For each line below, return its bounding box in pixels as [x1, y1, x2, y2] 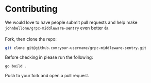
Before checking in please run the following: [5, 54, 93, 60]
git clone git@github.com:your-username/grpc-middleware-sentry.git [5, 45, 147, 50]
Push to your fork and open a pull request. [5, 72, 89, 78]
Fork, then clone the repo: [5, 36, 57, 42]
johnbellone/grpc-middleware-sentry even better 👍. [5, 25, 110, 31]
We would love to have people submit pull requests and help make [5, 19, 137, 25]
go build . [5, 64, 27, 68]
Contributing [5, 3, 58, 15]
